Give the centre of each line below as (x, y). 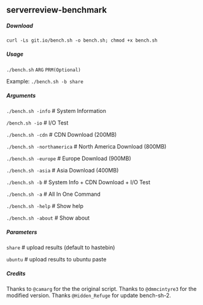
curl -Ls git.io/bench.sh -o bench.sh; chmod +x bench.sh (82, 41)
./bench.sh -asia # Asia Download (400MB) (63, 171)
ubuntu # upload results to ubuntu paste (56, 260)
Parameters (22, 232)
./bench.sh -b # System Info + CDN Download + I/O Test (79, 182)
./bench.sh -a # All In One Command (54, 194)
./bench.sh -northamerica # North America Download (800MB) (86, 147)
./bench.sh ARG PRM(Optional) (44, 70)
